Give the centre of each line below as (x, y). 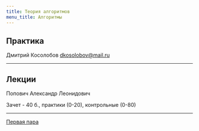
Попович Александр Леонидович (48, 94)
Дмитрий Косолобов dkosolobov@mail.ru (58, 55)
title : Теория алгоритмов (38, 12)
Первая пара (23, 122)
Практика (25, 41)
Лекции (21, 79)
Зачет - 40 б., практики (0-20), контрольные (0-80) (71, 105)
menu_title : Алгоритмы (34, 17)
